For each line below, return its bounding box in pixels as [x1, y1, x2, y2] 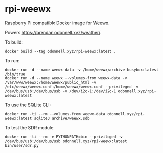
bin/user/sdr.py [5, 143, 39, 148]
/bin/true [5, 71, 26, 76]
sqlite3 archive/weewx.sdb [34, 116, 90, 121]
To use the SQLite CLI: [5, 102, 51, 108]
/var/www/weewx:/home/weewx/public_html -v [5, 80, 97, 85]
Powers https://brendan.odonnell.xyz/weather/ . [5, 29, 102, 35]
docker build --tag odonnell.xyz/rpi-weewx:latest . [5, 49, 116, 54]
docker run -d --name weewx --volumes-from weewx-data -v [5, 76, 127, 80]
